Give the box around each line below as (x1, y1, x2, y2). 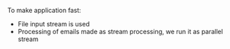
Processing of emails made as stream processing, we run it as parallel (17, 28, 223, 36)
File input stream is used (17, 20, 90, 28)
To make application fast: (7, 6, 82, 14)
